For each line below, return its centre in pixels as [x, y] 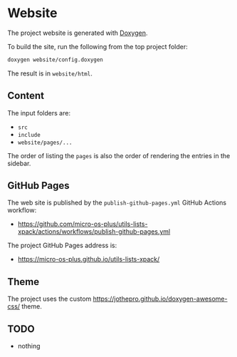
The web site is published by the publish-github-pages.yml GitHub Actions [117, 203]
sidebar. [19, 163]
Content [26, 96]
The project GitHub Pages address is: [62, 245]
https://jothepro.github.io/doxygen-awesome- [160, 299]
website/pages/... [45, 143]
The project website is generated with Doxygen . [78, 33]
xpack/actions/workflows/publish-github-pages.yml [94, 232]
